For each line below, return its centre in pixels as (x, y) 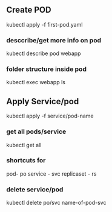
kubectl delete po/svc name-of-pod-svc (56, 203)
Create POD (29, 10)
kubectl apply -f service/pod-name (50, 116)
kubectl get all (24, 145)
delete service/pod (35, 189)
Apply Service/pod (43, 101)
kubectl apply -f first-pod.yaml (44, 24)
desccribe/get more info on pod (54, 40)
